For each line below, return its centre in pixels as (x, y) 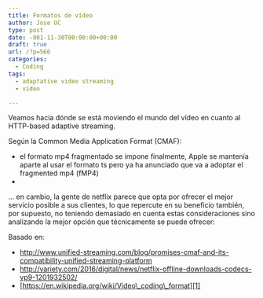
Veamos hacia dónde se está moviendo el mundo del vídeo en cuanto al (124, 118)
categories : (27, 60)
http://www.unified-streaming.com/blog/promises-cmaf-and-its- (124, 252)
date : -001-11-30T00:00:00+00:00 (63, 37)
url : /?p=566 (29, 52)
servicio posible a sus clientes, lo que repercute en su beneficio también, (126, 205)
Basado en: (26, 237)
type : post (26, 30)
